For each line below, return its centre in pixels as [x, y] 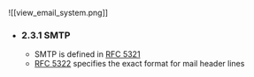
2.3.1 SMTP [46, 35]
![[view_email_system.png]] [58, 13]
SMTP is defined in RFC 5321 [87, 54]
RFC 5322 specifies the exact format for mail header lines [139, 64]
